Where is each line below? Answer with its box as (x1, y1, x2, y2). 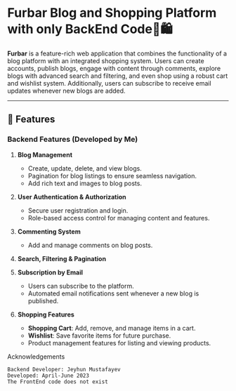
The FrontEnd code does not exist (7, 378, 109, 385)
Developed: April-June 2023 (7, 372, 90, 379)
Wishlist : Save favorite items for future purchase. (27, 331, 171, 340)
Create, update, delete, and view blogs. (27, 164, 142, 173)
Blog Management (17, 150, 72, 159)
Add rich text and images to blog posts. (27, 179, 143, 187)
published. (27, 296, 59, 305)
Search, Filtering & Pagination (17, 254, 107, 263)
